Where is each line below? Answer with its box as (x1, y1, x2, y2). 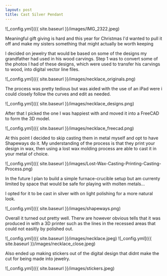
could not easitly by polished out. (5, 226, 74, 232)
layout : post (5, 7, 32, 12)
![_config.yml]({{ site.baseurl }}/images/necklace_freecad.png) (5, 125, 134, 131)
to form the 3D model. (5, 115, 51, 121)
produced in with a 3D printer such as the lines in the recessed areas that (5, 220, 156, 226)
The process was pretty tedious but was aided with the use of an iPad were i (5, 85, 163, 91)
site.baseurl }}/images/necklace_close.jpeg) (5, 241, 96, 247)
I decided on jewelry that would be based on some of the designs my (5, 50, 147, 56)
